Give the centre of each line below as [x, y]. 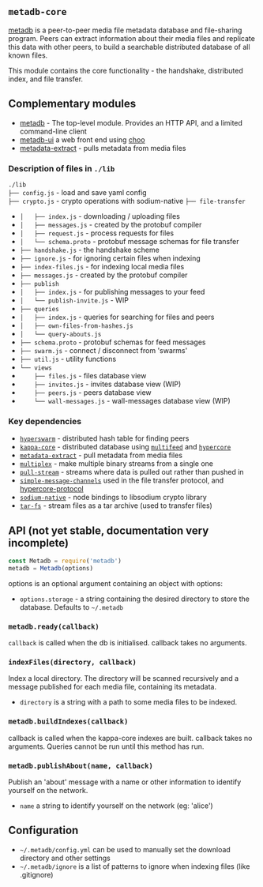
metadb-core [38, 12]
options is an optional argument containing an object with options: [116, 583]
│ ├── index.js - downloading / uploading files [100, 216]
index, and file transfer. [46, 79]
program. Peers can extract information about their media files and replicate [131, 38]
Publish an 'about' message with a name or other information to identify [125, 782]
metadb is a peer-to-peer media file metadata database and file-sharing [125, 30]
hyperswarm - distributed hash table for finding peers [104, 438]
